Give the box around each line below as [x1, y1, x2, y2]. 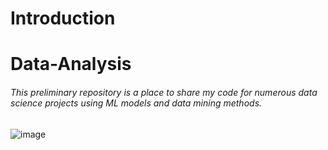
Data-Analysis [10, 53, 132, 76]
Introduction [10, 7, 116, 30]
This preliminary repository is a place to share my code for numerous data [10, 86, 318, 98]
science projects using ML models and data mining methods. [10, 97, 263, 109]
